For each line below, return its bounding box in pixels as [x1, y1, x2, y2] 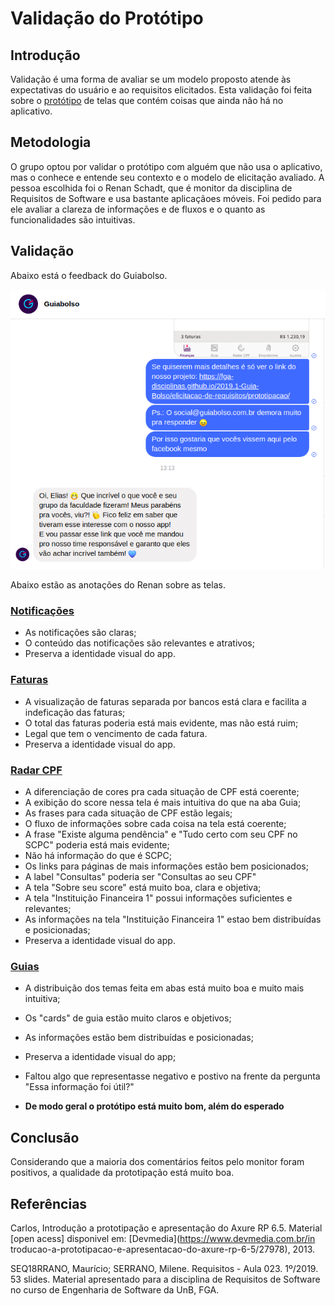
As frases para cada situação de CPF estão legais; [24, 807, 233, 819]
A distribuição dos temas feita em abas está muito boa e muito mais [24, 982, 305, 994]
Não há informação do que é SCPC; [24, 850, 172, 862]
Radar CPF [10, 763, 63, 777]
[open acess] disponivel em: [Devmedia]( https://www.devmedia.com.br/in [10, 1233, 316, 1244]
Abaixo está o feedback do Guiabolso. [10, 269, 168, 281]
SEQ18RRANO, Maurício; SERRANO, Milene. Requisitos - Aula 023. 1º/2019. [10, 1263, 319, 1274]
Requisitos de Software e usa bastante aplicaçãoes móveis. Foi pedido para [10, 192, 322, 204]
